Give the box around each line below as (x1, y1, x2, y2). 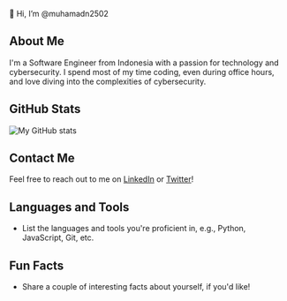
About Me (9, 34, 64, 49)
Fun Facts (9, 258, 64, 273)
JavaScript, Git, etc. (21, 232, 94, 243)
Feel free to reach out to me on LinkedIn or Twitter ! (9, 174, 194, 184)
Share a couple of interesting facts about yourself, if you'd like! (21, 282, 251, 292)
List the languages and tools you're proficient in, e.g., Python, (21, 223, 246, 234)
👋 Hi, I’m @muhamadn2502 (9, 9, 109, 19)
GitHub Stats (9, 102, 81, 117)
